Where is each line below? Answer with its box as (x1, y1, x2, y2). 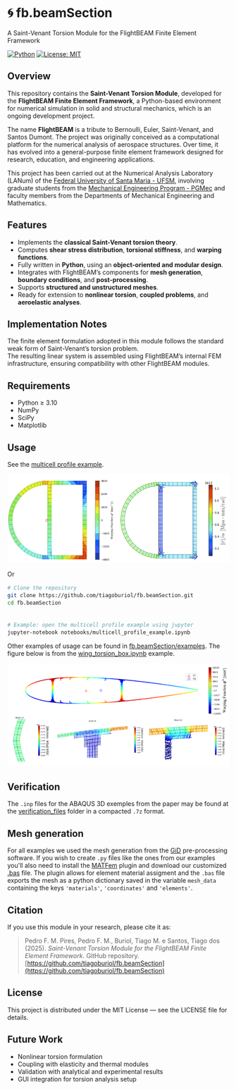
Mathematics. (7, 199, 47, 207)
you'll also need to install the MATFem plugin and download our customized (7, 862, 227, 870)
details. (7, 1013, 29, 1022)
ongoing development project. (7, 111, 95, 120)
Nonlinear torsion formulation (17, 1052, 104, 1060)
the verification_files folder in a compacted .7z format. (7, 807, 166, 816)
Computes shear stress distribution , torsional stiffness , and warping (17, 245, 222, 254)
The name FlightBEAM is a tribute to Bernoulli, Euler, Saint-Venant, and (7, 125, 213, 133)
